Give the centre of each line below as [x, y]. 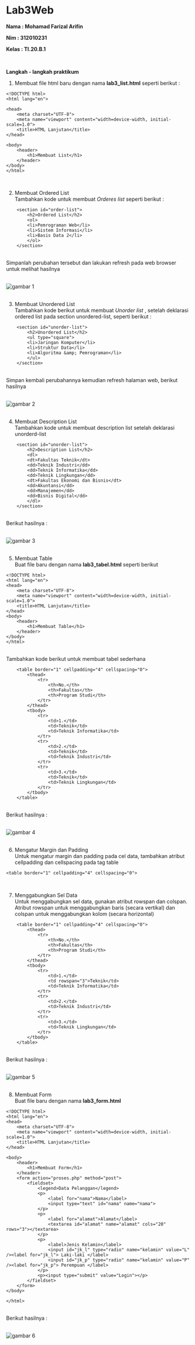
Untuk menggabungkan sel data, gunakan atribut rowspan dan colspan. [101, 901]
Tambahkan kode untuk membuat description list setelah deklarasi [94, 427]
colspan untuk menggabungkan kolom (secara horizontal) [84, 914]
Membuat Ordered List [42, 193]
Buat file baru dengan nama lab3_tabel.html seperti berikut [86, 564]
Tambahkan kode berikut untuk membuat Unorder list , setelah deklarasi [101, 310]
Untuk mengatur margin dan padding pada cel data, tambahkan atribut [100, 856]
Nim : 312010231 [27, 37]
